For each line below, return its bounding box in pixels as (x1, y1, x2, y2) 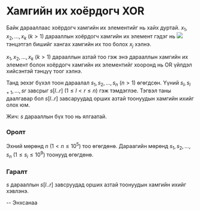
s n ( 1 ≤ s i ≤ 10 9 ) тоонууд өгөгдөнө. (6, 150, 94, 159)
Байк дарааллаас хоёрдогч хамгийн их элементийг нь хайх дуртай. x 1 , (6, 24, 187, 32)
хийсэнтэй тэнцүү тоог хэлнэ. (6, 68, 82, 75)
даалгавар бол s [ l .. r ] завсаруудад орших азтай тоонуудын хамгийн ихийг (6, 95, 194, 102)
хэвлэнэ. (6, 188, 29, 195)
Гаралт (6, 167, 28, 176)
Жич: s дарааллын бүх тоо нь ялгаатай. (6, 113, 107, 120)
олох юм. (6, 101, 30, 108)
